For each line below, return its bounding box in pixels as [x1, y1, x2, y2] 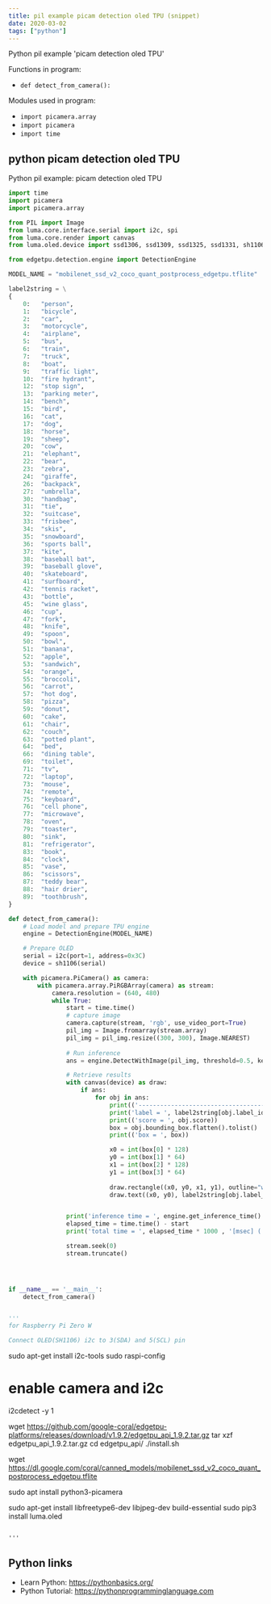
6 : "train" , [23, 345, 70, 354]
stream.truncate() [65, 1249, 128, 1258]
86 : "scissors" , [23, 870, 81, 878]
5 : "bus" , [23, 337, 63, 346]
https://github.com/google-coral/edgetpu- [27, 1422, 168, 1431]
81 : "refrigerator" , [23, 840, 95, 848]
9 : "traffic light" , [23, 367, 99, 375]
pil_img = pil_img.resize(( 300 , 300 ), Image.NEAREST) [65, 1034, 251, 1042]
